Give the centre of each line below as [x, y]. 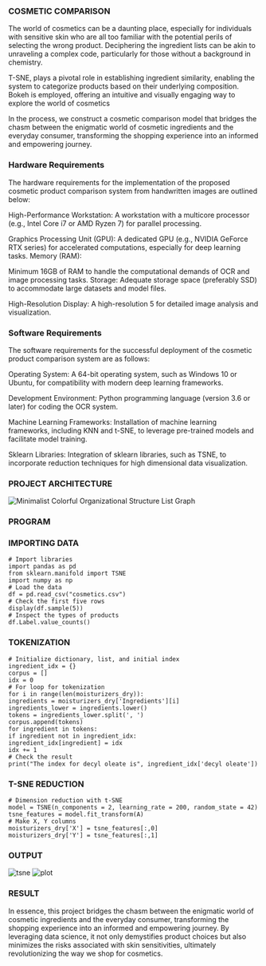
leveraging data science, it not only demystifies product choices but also [127, 936]
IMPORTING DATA [44, 543]
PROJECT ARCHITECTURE [61, 483]
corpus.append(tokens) [46, 722]
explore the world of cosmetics [59, 103]
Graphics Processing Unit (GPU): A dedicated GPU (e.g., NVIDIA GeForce [128, 239]
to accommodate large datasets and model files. [88, 288]
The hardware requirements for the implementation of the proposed [119, 182]
